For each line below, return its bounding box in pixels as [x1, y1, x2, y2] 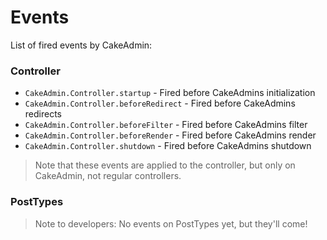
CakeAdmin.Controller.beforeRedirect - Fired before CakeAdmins [24, 97, 296, 110]
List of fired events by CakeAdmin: [10, 39, 153, 51]
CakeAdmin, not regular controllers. [34, 170, 182, 182]
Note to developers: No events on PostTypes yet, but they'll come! [34, 217, 308, 230]
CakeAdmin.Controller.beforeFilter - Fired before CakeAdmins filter [24, 119, 308, 131]
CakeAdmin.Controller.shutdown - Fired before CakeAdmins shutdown [24, 140, 312, 152]
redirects [24, 108, 62, 120]
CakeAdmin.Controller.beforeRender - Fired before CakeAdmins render [24, 129, 317, 141]
